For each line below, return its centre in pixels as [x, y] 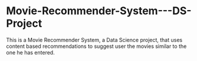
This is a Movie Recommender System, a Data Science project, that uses [94, 40]
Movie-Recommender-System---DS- [99, 11]
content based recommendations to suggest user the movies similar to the [96, 46]
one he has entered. [30, 52]
